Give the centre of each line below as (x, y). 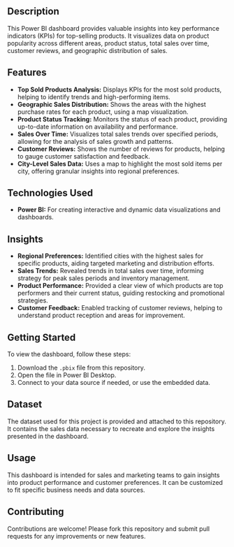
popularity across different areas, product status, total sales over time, (108, 43)
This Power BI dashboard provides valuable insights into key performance (114, 28)
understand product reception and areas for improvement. (101, 315)
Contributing (36, 512)
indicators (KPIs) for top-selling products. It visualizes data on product (108, 36)
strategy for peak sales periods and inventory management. (103, 278)
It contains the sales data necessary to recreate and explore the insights (111, 428)
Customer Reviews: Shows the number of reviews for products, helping (121, 149)
